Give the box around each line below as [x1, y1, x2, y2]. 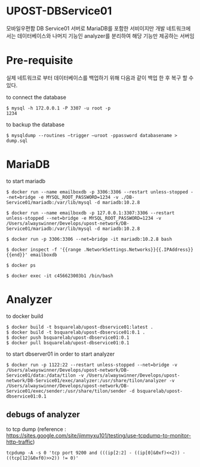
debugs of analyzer [6, 410, 80, 420]
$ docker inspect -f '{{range [6, 247, 82, 253]
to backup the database [6, 121, 64, 128]
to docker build [6, 313, 44, 320]
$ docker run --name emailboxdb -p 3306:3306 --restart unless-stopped [6, 189, 188, 195]
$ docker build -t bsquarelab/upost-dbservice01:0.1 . [6, 329, 146, 335]
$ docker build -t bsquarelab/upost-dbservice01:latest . [6, 324, 153, 330]
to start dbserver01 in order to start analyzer [6, 350, 115, 357]
